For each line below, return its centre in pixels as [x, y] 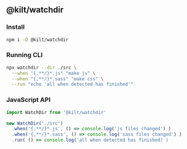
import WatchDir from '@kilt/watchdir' [56, 112]
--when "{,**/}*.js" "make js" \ [54, 73]
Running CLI [25, 55]
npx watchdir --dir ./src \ [42, 68]
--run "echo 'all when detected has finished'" [73, 84]
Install [16, 27]
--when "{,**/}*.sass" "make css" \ [58, 79]
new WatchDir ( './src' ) [35, 123]
